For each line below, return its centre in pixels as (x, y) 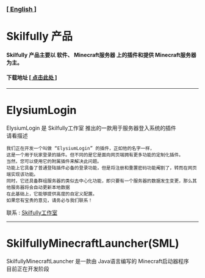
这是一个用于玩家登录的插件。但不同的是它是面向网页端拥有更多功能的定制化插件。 (95, 155)
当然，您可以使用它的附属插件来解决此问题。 (54, 161)
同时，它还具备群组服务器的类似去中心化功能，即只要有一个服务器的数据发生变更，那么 (99, 181)
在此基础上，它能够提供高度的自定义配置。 (52, 194)
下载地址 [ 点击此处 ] (32, 78)
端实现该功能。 (22, 174)
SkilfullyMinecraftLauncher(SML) (93, 243)
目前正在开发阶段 (28, 269)
